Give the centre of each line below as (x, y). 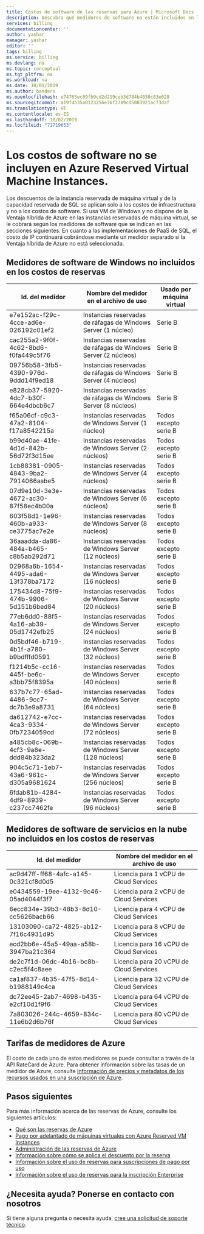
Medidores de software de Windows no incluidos (101, 263)
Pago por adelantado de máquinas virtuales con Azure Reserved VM (101, 1136)
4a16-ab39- (29, 624)
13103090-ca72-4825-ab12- (56, 926)
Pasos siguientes (39, 1097)
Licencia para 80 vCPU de (151, 1014)
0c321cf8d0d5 (32, 881)
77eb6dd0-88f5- (36, 616)
